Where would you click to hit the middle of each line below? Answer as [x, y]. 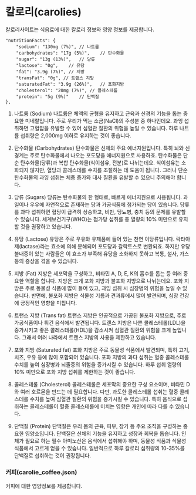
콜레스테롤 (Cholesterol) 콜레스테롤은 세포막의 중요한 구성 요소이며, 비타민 [99, 384]
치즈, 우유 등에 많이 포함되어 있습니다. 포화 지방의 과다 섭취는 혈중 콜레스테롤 [102, 357]
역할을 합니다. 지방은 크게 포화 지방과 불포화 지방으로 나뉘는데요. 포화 [104, 281]
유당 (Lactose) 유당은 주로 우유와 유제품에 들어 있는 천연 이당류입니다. [94, 239]
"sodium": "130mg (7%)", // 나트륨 [58, 47]
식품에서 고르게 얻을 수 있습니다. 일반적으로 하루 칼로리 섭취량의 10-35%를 [99, 448]
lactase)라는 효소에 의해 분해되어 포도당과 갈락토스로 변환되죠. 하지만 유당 [106, 246]
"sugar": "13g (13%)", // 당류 [55, 59]
